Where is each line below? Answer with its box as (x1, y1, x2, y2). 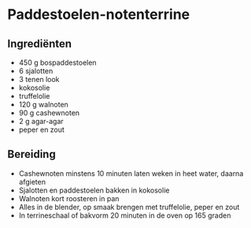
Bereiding (7, 148, 56, 161)
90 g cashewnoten (18, 108, 80, 118)
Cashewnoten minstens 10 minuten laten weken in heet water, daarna (18, 168, 244, 178)
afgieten (18, 177, 46, 186)
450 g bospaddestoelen (18, 58, 97, 67)
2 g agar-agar (18, 117, 64, 125)
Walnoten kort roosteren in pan (18, 193, 120, 203)
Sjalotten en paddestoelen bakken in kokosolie (18, 185, 170, 195)
